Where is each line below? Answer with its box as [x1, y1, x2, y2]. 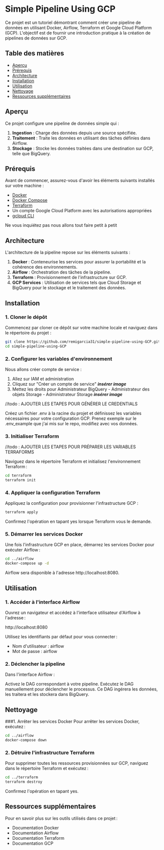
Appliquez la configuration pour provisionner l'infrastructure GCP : [5, 500, 139, 506]
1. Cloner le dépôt [5, 314, 47, 320]
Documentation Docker [12, 825, 59, 830]
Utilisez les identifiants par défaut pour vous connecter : [5, 633, 118, 639]
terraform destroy [5, 779, 42, 784]
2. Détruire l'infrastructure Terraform [5, 749, 95, 756]
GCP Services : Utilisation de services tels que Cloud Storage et [12, 279, 142, 286]
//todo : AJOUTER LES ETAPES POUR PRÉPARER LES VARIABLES [5, 444, 136, 450]
